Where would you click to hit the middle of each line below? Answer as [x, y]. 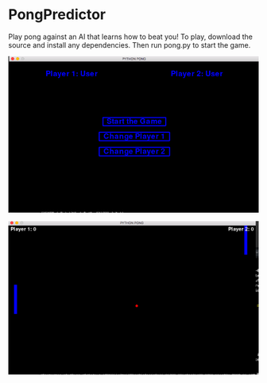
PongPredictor [57, 15]
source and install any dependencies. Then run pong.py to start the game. [130, 44]
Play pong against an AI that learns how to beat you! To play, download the [130, 37]
